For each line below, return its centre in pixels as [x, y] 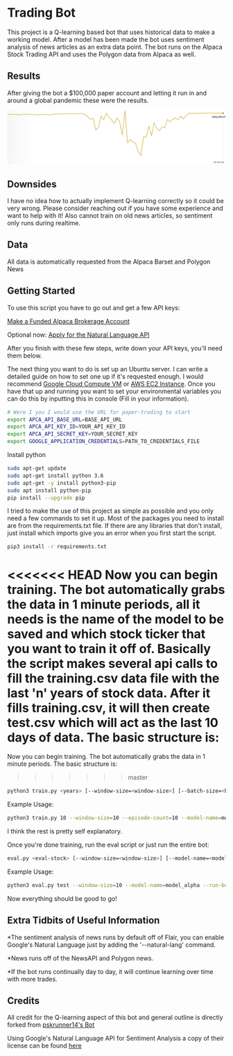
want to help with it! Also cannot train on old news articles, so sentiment [110, 216]
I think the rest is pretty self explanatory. [65, 831]
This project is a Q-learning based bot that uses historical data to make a [111, 32]
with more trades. [32, 979]
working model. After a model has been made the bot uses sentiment [106, 39]
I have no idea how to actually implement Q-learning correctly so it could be [115, 201]
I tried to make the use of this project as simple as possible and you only [110, 511]
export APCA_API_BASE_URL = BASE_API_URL [65, 419]
